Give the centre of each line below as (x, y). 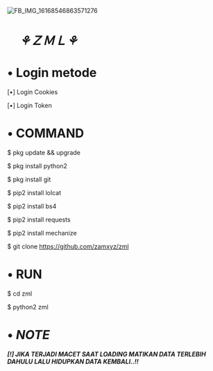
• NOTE (28, 335)
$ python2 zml (28, 307)
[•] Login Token (29, 106)
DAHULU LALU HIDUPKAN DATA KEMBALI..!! (73, 361)
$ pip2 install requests (39, 220)
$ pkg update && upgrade (44, 153)
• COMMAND (46, 133)
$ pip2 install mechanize (42, 233)
